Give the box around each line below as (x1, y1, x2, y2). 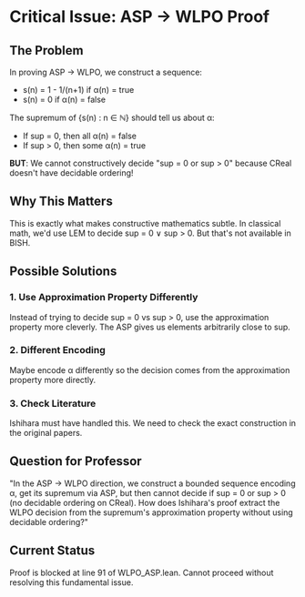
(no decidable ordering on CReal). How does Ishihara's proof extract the (9, 497, 280, 508)
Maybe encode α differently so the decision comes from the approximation (9, 364, 290, 375)
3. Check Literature (9, 397, 97, 410)
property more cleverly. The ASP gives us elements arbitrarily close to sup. (9, 321, 291, 332)
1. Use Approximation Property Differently (9, 291, 198, 304)
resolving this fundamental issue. (9, 576, 134, 588)
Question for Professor (9, 453, 143, 470)
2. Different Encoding (9, 344, 107, 357)
